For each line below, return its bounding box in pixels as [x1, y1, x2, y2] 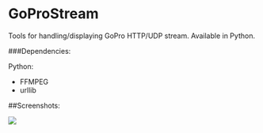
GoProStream [8, 5, 99, 23]
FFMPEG [19, 77, 49, 86]
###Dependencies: [8, 46, 71, 55]
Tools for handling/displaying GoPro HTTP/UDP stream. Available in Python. [8, 31, 256, 40]
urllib [19, 85, 37, 95]
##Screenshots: [8, 101, 61, 110]
